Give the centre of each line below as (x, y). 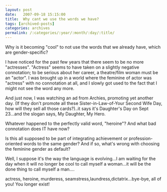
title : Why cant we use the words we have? (52, 19)
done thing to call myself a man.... (40, 169)
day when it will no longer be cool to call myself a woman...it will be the (78, 164)
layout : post (19, 10)
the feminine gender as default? (38, 149)
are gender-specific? (27, 52)
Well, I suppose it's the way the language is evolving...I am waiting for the (81, 159)
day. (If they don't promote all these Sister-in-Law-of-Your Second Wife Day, (84, 103)
